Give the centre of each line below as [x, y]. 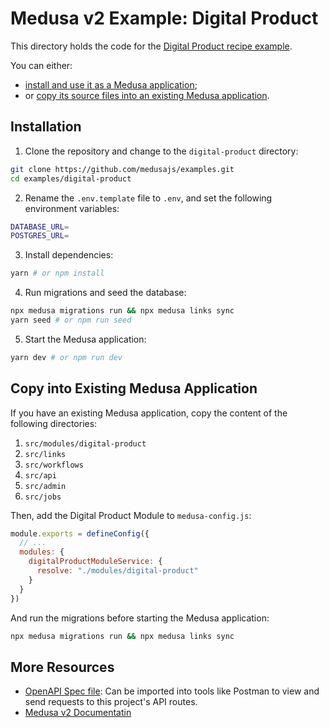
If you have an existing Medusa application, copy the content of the [149, 413]
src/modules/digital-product [85, 443]
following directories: [54, 423]
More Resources [62, 667]
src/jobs [43, 497]
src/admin [45, 486]
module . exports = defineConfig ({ [80, 533]
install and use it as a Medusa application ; [111, 84]
